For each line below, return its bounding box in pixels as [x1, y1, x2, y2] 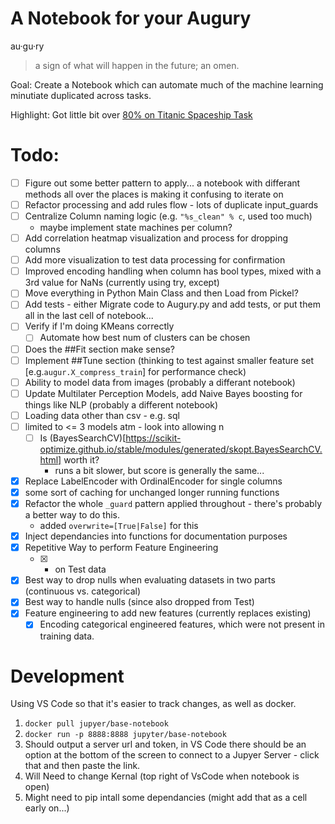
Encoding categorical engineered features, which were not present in [39, 618, 325, 631]
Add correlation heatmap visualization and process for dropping [24, 232, 289, 244]
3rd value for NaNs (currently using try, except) [24, 277, 220, 289]
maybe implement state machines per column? [39, 222, 233, 234]
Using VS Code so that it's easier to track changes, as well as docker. [10, 698, 297, 710]
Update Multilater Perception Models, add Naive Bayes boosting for [24, 387, 303, 399]
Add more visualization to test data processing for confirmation [24, 254, 286, 266]
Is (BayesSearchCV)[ [39, 432, 127, 444]
